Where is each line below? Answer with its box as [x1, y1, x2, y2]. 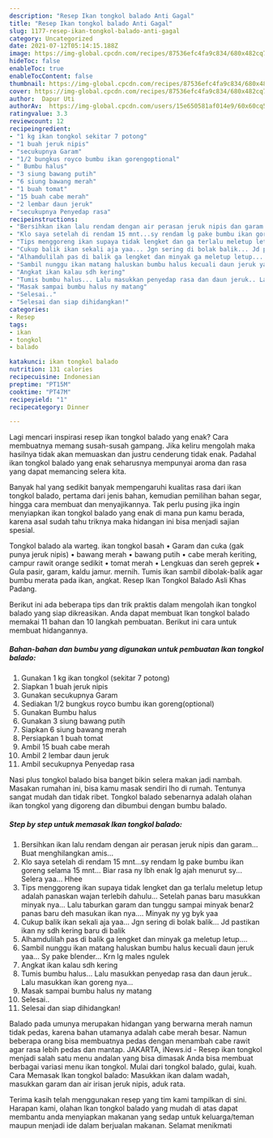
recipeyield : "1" [9, 395, 68, 403]
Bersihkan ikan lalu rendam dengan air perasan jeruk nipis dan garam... [20, 840, 258, 850]
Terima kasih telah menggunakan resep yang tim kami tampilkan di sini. [9, 1095, 247, 1105]
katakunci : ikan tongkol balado [9, 358, 118, 366]
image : [9, 49, 32, 58]
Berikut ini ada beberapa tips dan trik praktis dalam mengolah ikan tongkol [9, 600, 258, 610]
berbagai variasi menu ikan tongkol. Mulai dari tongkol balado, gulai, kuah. [9, 1062, 258, 1072]
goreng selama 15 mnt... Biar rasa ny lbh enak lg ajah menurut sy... [20, 866, 242, 876]
